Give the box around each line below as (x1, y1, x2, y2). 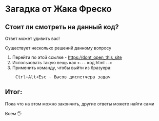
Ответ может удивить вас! (5, 35, 60, 41)
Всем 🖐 (5, 110, 22, 116)
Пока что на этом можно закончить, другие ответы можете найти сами (5, 101, 155, 106)
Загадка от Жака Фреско (5, 3, 112, 15)
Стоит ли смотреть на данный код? (5, 23, 119, 31)
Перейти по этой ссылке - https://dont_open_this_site (12, 54, 122, 60)
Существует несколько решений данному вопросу (5, 45, 112, 51)
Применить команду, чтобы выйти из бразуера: (12, 65, 112, 70)
